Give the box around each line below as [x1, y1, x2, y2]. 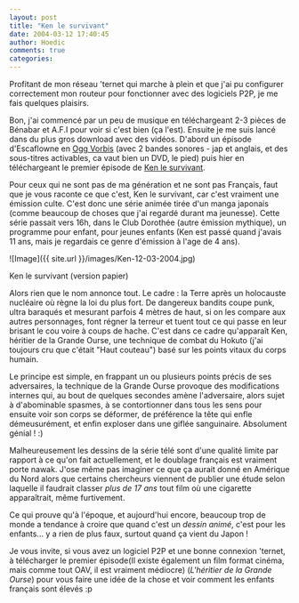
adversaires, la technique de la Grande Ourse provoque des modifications [9, 381, 280, 391]
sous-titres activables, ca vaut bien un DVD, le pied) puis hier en [9, 153, 245, 163]
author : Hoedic [9, 37, 66, 47]
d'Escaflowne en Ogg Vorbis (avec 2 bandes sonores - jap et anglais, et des [9, 143, 288, 154]
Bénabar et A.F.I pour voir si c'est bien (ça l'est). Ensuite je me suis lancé [9, 125, 276, 134]
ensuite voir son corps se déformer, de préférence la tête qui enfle [9, 409, 253, 419]
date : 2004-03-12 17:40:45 [9, 29, 109, 38]
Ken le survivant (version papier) [9, 270, 129, 281]
